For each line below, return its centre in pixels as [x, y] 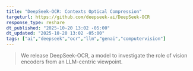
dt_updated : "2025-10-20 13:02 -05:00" [56, 33]
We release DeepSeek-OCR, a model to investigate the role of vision [104, 55]
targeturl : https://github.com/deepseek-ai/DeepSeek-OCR [78, 17]
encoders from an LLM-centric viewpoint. [72, 62]
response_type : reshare [36, 22]
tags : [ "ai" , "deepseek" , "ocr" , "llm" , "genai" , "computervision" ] [86, 39]
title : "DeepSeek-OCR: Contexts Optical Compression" [74, 11]
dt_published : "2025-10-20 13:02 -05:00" [58, 28]
